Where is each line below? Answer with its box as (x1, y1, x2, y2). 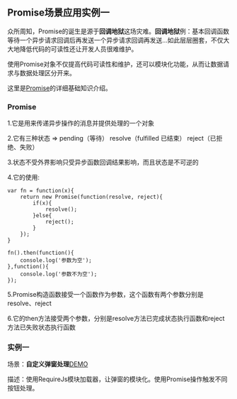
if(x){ (33, 199, 52, 207)
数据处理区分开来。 (19, 68, 76, 77)
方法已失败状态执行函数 (7, 323, 76, 332)
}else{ (33, 212, 52, 219)
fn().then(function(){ (7, 249, 74, 257)
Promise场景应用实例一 (7, 6, 110, 19)
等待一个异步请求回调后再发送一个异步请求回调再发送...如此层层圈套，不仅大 (7, 35, 230, 44)
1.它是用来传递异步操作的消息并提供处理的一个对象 (7, 119, 154, 128)
